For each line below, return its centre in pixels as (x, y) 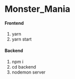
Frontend (14, 23)
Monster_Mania (37, 9)
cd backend (24, 67)
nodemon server (29, 72)
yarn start (22, 39)
